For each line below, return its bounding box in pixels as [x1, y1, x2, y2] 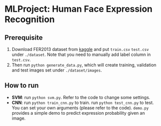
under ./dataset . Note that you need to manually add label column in [11, 51, 151, 57]
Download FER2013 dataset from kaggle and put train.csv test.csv [11, 47, 149, 52]
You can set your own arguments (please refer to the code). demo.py [11, 104, 149, 111]
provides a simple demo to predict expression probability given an [11, 110, 145, 116]
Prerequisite [4, 33, 43, 42]
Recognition [4, 14, 55, 25]
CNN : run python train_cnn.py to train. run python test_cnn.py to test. [11, 100, 154, 105]
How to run [4, 81, 39, 90]
